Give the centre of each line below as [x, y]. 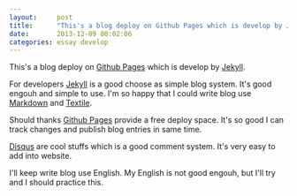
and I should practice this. [57, 183]
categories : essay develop [59, 42]
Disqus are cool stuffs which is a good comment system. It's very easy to [142, 147]
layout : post [41, 17]
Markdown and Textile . [51, 103]
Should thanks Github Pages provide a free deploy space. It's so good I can [147, 120]
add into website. [41, 156]
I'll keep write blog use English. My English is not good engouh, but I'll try [142, 173]
